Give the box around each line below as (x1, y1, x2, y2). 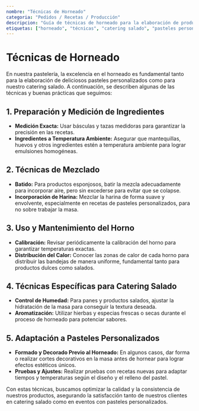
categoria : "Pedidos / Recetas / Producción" (6, 14, 120, 20)
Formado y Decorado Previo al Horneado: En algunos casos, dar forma (14, 349, 190, 356)
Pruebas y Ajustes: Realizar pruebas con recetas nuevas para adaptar (14, 368, 188, 375)
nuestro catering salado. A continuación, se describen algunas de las (6, 83, 175, 90)
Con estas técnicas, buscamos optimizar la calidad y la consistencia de (6, 385, 180, 393)
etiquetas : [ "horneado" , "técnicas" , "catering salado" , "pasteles (6, 25, 176, 31)
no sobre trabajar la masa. (14, 205, 79, 213)
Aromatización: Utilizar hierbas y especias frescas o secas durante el (14, 309, 186, 317)
